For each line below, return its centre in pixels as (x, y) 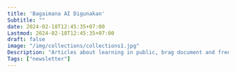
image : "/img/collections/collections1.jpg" (73, 46)
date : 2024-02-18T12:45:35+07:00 (56, 26)
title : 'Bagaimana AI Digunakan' (56, 14)
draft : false (26, 40)
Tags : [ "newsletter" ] (39, 59)
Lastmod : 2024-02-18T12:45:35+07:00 (61, 33)
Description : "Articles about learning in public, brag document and (111, 53)
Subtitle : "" (26, 20)
